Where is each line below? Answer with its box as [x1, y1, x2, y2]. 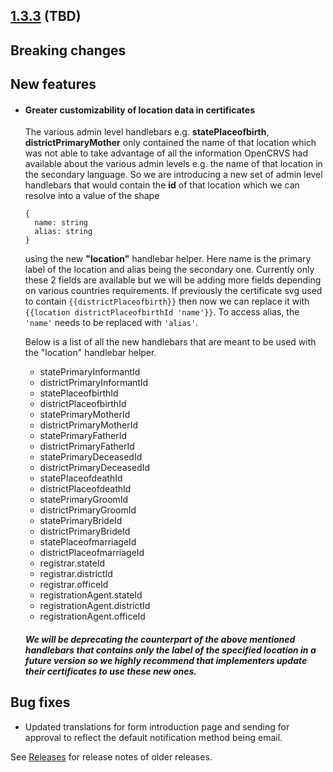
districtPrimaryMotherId [39, 419, 139, 431]
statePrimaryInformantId [39, 366, 141, 378]
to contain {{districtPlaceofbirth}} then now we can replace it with [24, 295, 310, 308]
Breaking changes [10, 42, 127, 59]
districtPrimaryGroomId [39, 504, 137, 516]
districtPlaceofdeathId [39, 483, 132, 495]
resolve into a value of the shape [24, 190, 160, 202]
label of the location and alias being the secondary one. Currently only [24, 264, 315, 276]
